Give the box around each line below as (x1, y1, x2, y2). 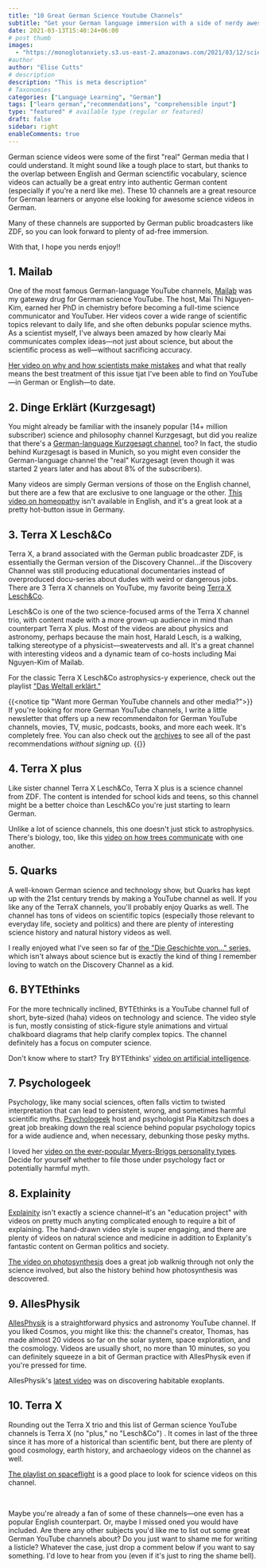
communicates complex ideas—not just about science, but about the (8, 337, 234, 346)
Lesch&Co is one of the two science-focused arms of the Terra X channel (8, 607, 250, 617)
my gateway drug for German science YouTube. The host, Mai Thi (8, 294, 224, 304)
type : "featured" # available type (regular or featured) (8, 108, 204, 116)
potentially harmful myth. (8, 1164, 91, 1173)
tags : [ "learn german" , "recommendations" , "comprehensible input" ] (8, 100, 237, 108)
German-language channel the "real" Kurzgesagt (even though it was (8, 455, 235, 466)
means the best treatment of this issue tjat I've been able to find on (8, 369, 228, 379)
